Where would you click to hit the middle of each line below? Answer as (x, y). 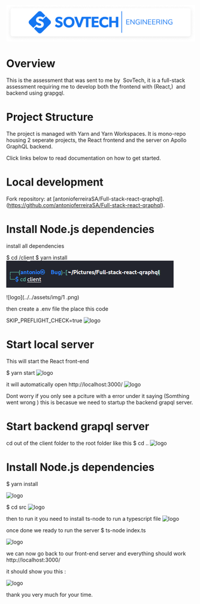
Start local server (50, 345)
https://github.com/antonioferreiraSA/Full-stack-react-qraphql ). (87, 205)
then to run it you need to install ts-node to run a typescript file (84, 518)
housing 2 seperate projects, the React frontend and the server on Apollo (96, 140)
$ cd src (16, 507)
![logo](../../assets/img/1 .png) (43, 297)
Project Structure (50, 117)
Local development (55, 182)
